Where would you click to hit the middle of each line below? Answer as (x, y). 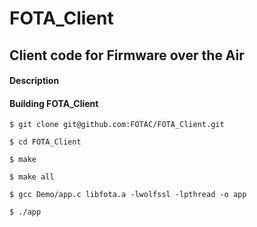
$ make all (32, 177)
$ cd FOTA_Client (45, 142)
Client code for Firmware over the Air (127, 55)
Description (34, 81)
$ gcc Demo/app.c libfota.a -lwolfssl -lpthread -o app (128, 195)
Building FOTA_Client (54, 103)
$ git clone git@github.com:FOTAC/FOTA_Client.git (117, 125)
